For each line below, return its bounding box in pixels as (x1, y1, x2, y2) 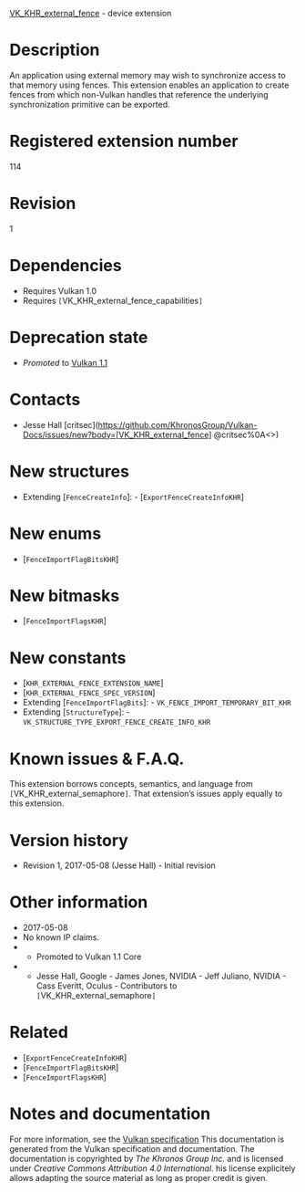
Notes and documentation (9, 1103, 211, 1124)
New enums (9, 523, 102, 544)
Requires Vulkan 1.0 (22, 285, 97, 296)
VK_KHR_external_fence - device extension (9, 8, 172, 18)
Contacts (9, 389, 81, 410)
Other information (9, 892, 148, 913)
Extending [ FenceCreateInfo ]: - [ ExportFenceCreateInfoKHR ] (22, 491, 244, 502)
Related (9, 1022, 68, 1043)
